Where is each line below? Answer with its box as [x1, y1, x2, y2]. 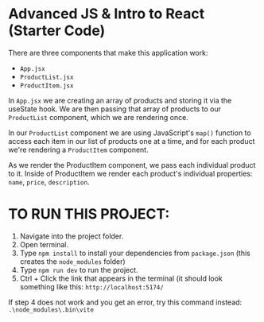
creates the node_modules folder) [19, 256, 126, 266]
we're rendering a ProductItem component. [8, 145, 149, 154]
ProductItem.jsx [19, 81, 74, 90]
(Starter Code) [8, 21, 106, 40]
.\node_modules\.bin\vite [8, 305, 94, 314]
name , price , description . [8, 177, 90, 187]
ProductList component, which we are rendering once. [8, 112, 188, 122]
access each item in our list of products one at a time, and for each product [8, 136, 255, 145]
